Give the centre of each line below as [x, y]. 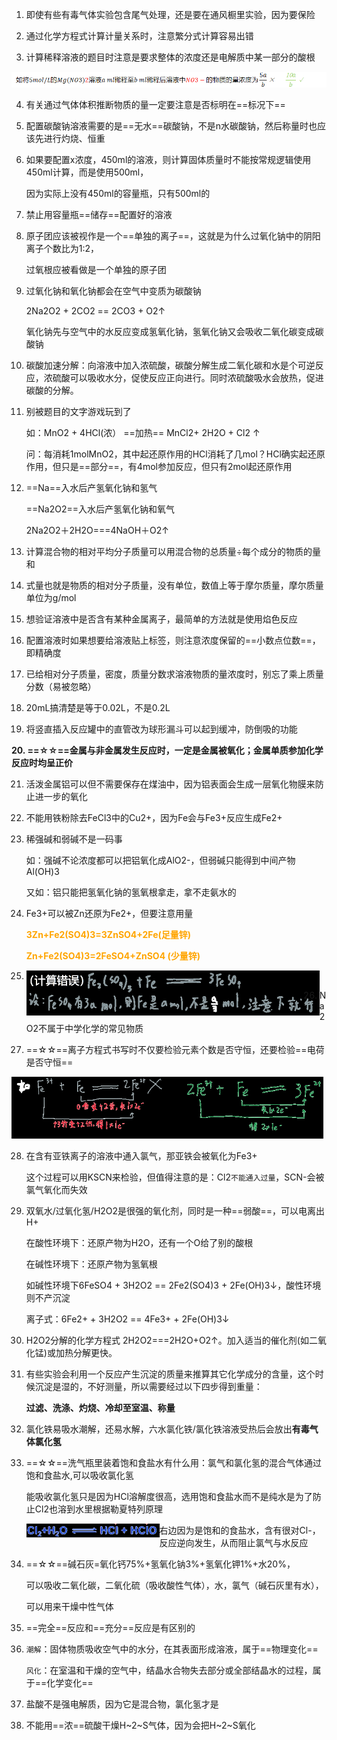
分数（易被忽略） [61, 687]
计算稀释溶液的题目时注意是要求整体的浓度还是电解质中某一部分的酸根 [170, 57]
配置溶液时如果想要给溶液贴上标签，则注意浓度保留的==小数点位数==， [173, 640]
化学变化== [70, 1682]
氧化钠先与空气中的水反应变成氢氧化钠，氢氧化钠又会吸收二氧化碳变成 [170, 332]
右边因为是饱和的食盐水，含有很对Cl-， [240, 1530]
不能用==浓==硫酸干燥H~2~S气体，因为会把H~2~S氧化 [140, 1725]
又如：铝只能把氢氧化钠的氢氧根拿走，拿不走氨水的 [131, 892]
